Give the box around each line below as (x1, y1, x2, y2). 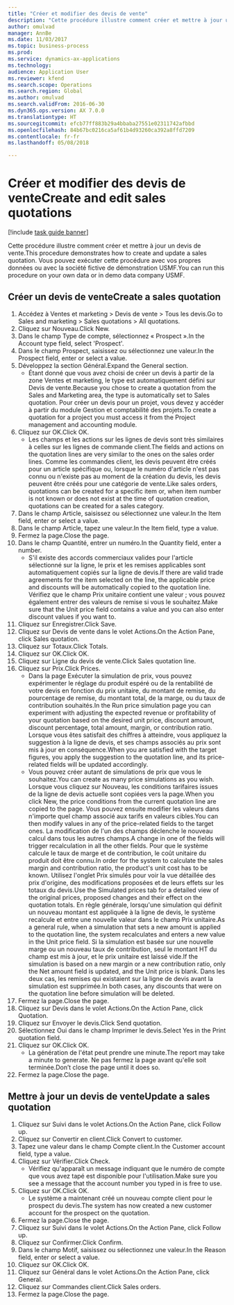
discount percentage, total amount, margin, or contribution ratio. (28, 723, 212, 731)
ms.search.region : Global (8, 88, 83, 95)
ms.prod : (8, 49, 33, 56)
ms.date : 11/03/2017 (8, 36, 68, 43)
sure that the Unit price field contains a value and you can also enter (28, 605, 224, 613)
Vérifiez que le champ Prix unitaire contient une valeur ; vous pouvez (28, 590, 226, 599)
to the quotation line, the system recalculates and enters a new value (28, 930, 226, 939)
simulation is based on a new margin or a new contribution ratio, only (28, 959, 226, 968)
